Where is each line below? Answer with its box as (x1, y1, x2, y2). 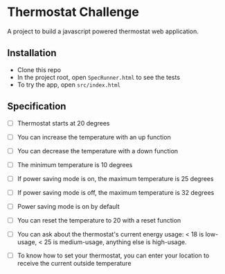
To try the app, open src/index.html (17, 80, 121, 89)
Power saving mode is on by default (17, 202, 120, 210)
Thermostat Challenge (7, 4, 140, 20)
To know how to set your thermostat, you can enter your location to (17, 251, 210, 260)
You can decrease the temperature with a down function (17, 146, 179, 155)
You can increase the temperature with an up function (17, 132, 171, 141)
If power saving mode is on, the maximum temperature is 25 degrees (17, 174, 214, 182)
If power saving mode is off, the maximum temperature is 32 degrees (17, 188, 215, 196)
